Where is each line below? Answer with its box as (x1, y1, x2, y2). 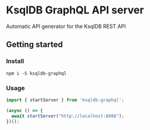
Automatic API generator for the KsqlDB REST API (6, 23, 126, 30)
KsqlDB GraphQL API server (6, 3, 145, 17)
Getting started (6, 40, 63, 50)
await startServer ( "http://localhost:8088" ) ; (11, 113, 125, 119)
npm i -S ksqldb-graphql (6, 71, 67, 76)
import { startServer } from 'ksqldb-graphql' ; (6, 97, 125, 103)
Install (6, 57, 25, 65)
